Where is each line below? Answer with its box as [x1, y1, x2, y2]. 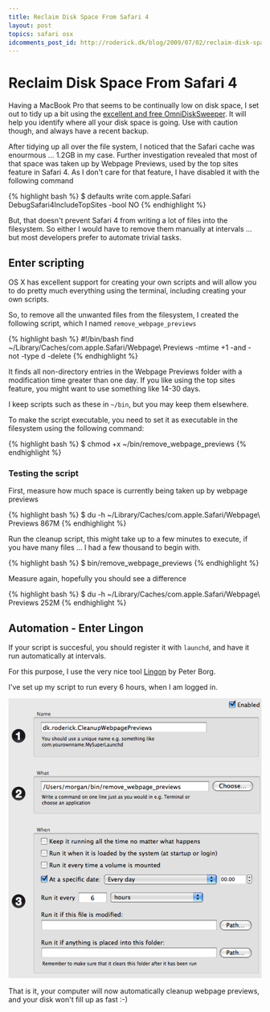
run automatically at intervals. [8, 651, 107, 661]
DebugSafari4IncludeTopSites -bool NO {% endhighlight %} [8, 200, 207, 210]
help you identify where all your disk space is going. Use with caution [8, 117, 239, 128]
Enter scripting [8, 256, 84, 269]
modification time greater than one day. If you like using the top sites [8, 375, 235, 385]
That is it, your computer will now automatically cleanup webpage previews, [8, 985, 260, 996]
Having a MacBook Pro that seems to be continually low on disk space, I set [8, 100, 260, 110]
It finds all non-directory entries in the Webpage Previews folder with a [8, 367, 243, 376]
